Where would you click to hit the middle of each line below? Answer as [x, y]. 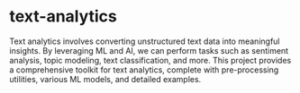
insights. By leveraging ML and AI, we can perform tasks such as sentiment [149, 50]
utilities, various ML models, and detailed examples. [105, 79]
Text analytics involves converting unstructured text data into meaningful [145, 41]
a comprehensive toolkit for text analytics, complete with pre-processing [144, 70]
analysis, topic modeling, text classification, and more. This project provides [150, 60]
